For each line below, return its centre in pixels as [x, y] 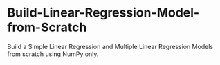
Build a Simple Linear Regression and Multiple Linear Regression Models [110, 46]
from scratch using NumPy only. [53, 54]
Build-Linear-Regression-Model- [103, 13]
